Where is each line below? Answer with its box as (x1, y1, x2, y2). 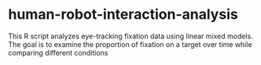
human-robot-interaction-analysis (8, 5, 238, 23)
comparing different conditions (8, 48, 108, 57)
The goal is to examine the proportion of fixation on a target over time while (8, 39, 253, 49)
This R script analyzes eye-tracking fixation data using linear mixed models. (8, 31, 253, 41)
